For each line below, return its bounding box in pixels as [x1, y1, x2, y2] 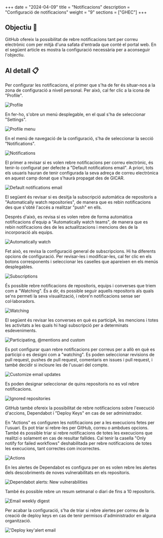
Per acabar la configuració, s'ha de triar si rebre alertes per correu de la [5, 507, 149, 513]
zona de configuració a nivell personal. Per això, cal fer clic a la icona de [5, 87, 150, 93]
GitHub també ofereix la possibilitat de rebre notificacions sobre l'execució [5, 405, 155, 411]
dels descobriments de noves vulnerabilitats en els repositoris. [5, 469, 130, 475]
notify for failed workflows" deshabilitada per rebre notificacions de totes [5, 440, 152, 446]
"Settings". [5, 117, 27, 122]
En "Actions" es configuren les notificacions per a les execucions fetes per [5, 419, 155, 425]
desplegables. [5, 263, 34, 270]
